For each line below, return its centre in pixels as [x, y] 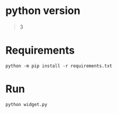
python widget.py [26, 104]
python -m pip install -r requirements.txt [59, 66]
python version [43, 11]
